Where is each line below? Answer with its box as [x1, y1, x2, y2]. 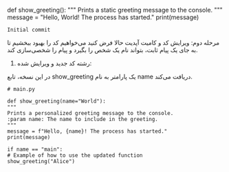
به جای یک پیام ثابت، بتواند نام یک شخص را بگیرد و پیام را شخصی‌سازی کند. [7, 46, 198, 54]
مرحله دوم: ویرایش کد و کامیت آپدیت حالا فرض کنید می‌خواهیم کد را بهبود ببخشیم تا [7, 39, 220, 47]
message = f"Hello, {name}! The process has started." [7, 128, 168, 135]
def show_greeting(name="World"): [7, 98, 107, 105]
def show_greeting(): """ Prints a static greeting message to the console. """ [7, 6, 223, 14]
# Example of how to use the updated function [7, 152, 143, 159]
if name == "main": [7, 146, 63, 153]
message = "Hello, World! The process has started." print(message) [7, 13, 199, 21]
